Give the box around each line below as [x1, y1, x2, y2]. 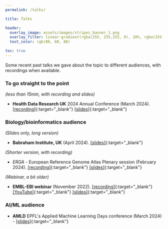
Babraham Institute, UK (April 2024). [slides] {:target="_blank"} [12, 139, 143, 145]
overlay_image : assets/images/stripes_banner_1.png [9, 30, 120, 35]
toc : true [5, 48, 26, 53]
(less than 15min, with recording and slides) [5, 91, 95, 97]
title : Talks [5, 16, 32, 21]
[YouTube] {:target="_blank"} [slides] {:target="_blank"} [12, 189, 125, 195]
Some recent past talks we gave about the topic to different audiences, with [5, 62, 161, 68]
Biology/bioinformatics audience [5, 118, 86, 125]
